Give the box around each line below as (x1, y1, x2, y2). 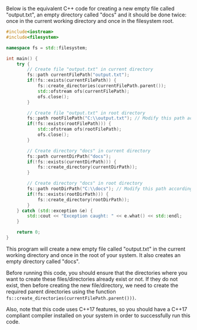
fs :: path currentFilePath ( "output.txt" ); (27, 72, 130, 78)
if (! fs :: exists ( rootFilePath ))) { (27, 121, 111, 127)
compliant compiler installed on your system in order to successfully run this (6, 312, 191, 319)
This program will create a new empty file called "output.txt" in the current (6, 245, 186, 252)
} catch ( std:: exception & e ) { (16, 208, 93, 214)
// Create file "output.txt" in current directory (27, 66, 154, 72)
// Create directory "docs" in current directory (27, 148, 151, 154)
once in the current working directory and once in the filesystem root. (6, 18, 174, 24)
